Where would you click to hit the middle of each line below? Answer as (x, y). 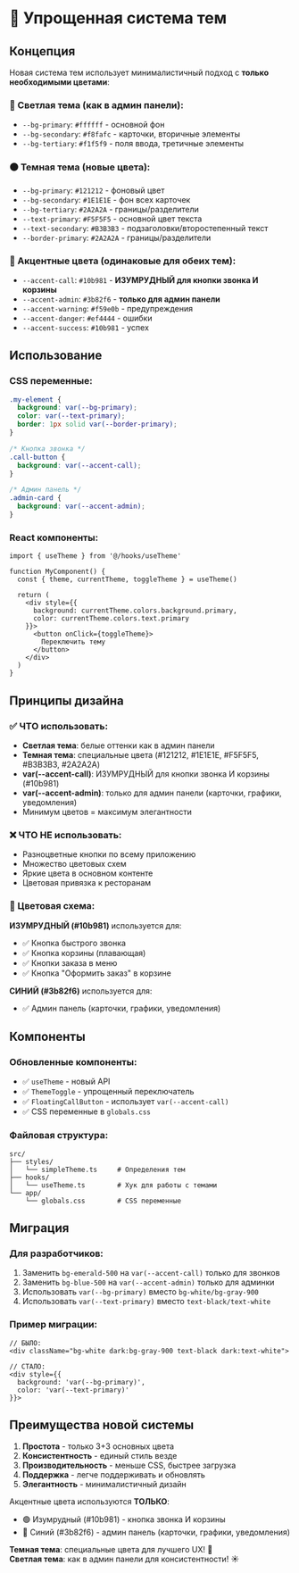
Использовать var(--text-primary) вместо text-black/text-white (146, 1302)
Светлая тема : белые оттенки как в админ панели (118, 745)
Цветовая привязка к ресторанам (87, 883)
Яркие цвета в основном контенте (87, 873)
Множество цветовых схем (74, 864)
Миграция (39, 1228)
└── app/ (25, 1193)
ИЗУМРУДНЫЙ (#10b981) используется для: (96, 925)
